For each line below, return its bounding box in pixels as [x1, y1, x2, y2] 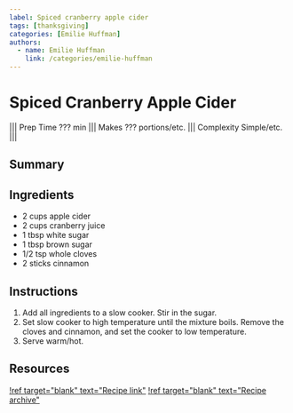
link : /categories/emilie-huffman [25, 54, 153, 63]
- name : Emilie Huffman [17, 46, 105, 55]
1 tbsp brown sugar [21, 239, 93, 250]
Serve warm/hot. [21, 335, 84, 346]
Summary [9, 157, 65, 172]
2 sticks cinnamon [21, 258, 90, 269]
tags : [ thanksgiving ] [9, 21, 90, 30]
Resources [9, 361, 70, 377]
